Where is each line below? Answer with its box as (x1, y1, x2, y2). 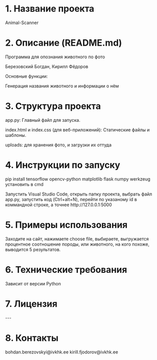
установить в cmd (5, 181, 43, 187)
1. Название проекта (5, 3, 94, 15)
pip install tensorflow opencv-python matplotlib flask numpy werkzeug (5, 176, 151, 182)
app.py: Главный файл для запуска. (5, 117, 80, 123)
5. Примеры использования (5, 219, 127, 231)
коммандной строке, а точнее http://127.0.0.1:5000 (5, 202, 112, 208)
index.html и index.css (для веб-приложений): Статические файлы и (5, 126, 150, 133)
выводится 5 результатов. (5, 246, 61, 252)
